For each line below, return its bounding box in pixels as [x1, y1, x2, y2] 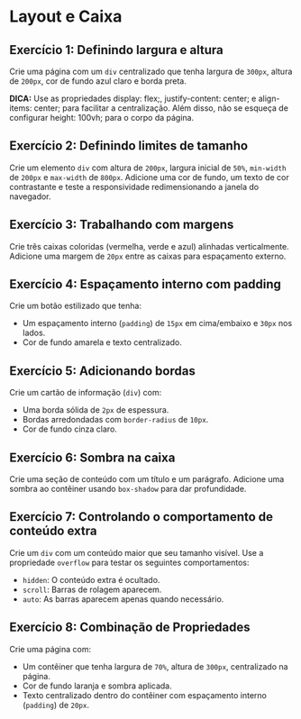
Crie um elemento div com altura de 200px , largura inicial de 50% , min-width [9, 162, 287, 173]
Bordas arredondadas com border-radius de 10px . [22, 414, 209, 425]
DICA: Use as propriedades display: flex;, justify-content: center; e [9, 93, 257, 104]
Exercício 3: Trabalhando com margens [9, 217, 234, 232]
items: [9, 103, 32, 114]
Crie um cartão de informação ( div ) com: [9, 387, 162, 398]
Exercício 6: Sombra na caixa [9, 450, 176, 465]
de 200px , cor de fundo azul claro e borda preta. [9, 76, 187, 86]
